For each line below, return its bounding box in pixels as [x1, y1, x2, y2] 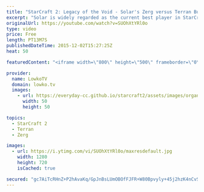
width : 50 [22, 98, 47, 105]
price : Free [6, 31, 36, 38]
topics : [6, 114, 26, 121]
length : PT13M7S [6, 37, 47, 43]
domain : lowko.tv [12, 81, 56, 88]
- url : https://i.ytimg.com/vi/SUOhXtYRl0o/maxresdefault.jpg [12, 148, 172, 154]
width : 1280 [17, 154, 47, 161]
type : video [6, 25, 36, 32]
